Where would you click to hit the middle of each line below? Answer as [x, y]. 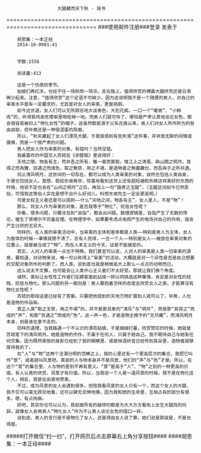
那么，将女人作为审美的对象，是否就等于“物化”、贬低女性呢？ [82, 207]
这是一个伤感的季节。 [39, 85]
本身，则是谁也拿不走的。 [33, 322]
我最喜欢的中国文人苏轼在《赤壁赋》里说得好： [66, 155]
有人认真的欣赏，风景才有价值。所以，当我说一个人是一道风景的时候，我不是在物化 [102, 373]
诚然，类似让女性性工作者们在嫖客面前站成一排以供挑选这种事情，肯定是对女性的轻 [104, 277]
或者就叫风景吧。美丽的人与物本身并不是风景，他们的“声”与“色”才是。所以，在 [108, 360]
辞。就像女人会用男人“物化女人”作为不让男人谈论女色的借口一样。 [76, 411]
